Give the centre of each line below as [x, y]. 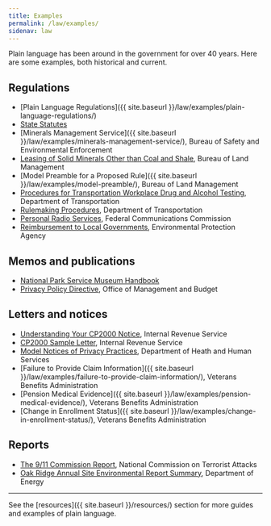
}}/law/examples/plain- [206, 107]
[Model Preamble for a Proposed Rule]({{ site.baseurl [108, 176]
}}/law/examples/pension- [208, 394]
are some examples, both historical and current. [88, 62]
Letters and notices [58, 314]
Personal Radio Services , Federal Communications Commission [125, 219]
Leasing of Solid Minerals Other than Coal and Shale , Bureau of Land [134, 159]
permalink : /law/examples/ [54, 23]
